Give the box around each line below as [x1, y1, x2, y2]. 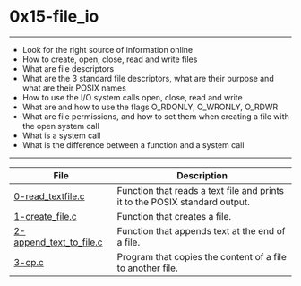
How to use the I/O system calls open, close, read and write [21, 91, 244, 102]
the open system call [21, 120, 100, 131]
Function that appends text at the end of [116, 224, 286, 237]
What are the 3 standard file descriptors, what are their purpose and [21, 73, 275, 83]
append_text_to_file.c [13, 236, 103, 248]
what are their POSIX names [21, 82, 127, 93]
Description [176, 169, 228, 181]
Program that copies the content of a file [116, 250, 287, 263]
